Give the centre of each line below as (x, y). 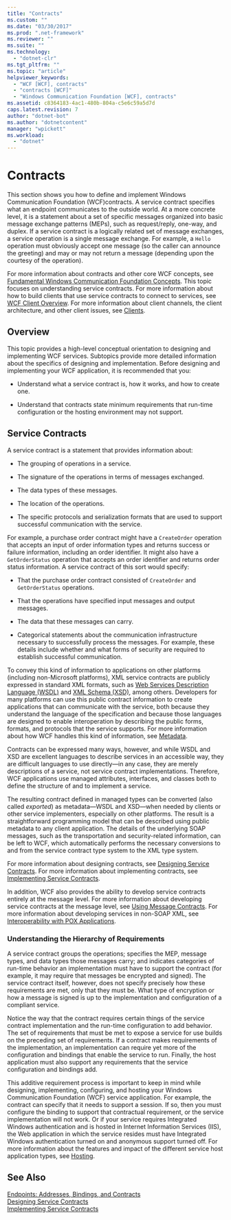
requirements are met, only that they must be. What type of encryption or (111, 990)
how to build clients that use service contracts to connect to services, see (112, 296)
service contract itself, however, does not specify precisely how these (106, 982)
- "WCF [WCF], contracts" (51, 84)
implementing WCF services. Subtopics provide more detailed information (112, 356)
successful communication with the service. (79, 524)
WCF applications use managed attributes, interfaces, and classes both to (112, 778)
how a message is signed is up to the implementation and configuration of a (114, 997)
